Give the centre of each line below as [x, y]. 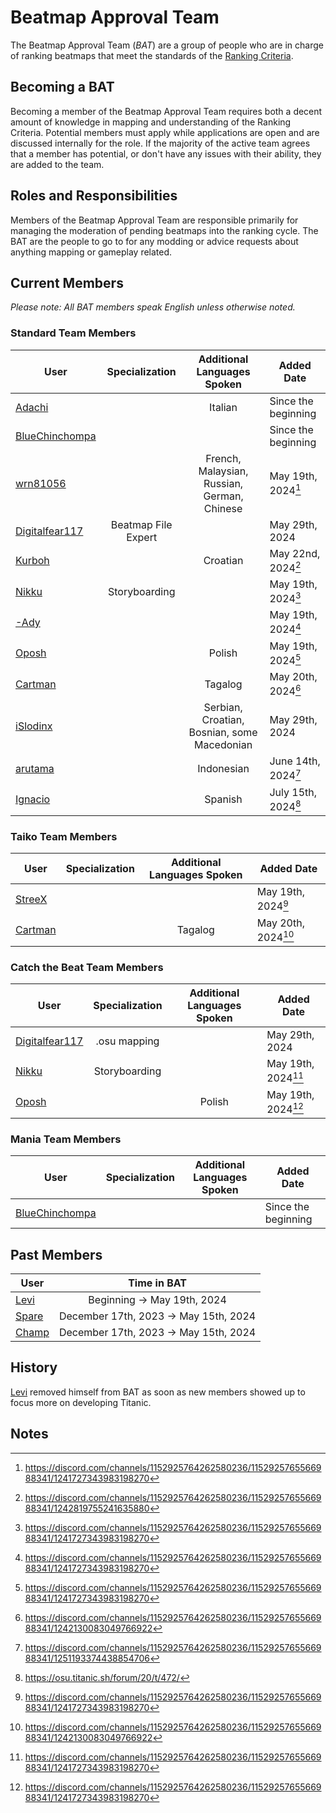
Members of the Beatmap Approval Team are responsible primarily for [154, 220]
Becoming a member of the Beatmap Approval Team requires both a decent [166, 111]
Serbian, [223, 708]
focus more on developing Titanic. [81, 1402]
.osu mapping [127, 1041]
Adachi [32, 407]
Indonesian [223, 768]
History [34, 1367]
